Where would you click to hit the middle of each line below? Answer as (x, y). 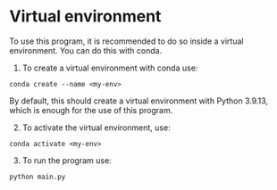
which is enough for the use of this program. (91, 110)
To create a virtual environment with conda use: (110, 68)
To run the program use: (67, 160)
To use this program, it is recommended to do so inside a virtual (126, 41)
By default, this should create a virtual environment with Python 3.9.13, (139, 101)
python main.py (38, 177)
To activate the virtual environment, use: (97, 128)
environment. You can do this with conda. (86, 50)
